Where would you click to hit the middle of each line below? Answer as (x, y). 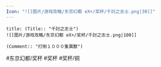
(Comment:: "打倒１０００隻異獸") (45, 46)
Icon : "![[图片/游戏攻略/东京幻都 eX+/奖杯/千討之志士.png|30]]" (81, 11)
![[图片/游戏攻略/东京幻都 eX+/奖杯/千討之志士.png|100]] (72, 35)
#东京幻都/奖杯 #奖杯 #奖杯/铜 (43, 58)
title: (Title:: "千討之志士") (42, 29)
